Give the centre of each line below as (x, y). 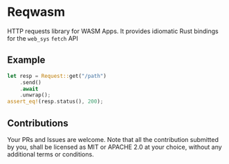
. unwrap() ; (35, 95)
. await (29, 89)
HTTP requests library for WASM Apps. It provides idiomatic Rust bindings (113, 31)
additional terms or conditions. (51, 154)
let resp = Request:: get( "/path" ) (57, 76)
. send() (30, 82)
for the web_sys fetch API (43, 38)
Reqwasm (36, 12)
